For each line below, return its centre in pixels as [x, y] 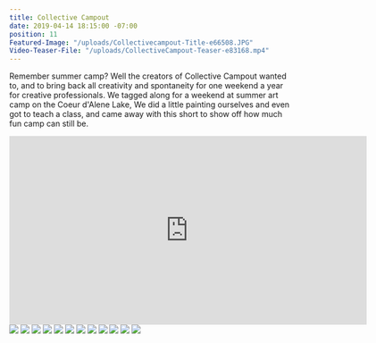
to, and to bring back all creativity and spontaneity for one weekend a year [146, 86]
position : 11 [33, 34]
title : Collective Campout [59, 17]
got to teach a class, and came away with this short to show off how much [146, 114]
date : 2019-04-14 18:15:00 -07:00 [74, 26]
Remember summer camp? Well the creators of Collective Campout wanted [148, 76]
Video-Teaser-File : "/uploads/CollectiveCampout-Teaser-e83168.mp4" [139, 51]
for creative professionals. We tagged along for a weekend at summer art [144, 96]
